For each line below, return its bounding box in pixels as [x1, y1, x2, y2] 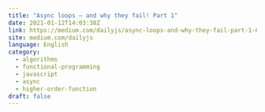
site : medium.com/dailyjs [8, 33, 93, 42]
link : [8, 26, 26, 34]
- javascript [15, 70, 58, 78]
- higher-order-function [15, 84, 97, 93]
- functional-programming [15, 63, 101, 71]
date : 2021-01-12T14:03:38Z [8, 19, 101, 27]
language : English [8, 41, 69, 49]
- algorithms [15, 56, 58, 64]
